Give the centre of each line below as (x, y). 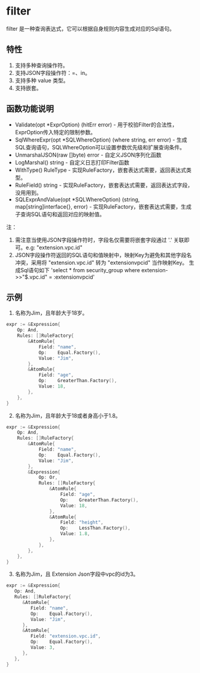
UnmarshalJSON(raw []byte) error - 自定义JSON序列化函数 (88, 155)
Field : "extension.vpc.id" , (66, 636)
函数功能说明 (30, 109)
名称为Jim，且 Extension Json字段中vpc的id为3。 (77, 574)
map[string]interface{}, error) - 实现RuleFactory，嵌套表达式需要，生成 (103, 206)
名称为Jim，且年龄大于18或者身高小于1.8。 (68, 415)
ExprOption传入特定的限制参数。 (55, 132)
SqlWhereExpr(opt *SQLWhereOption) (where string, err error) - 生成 (101, 140)
